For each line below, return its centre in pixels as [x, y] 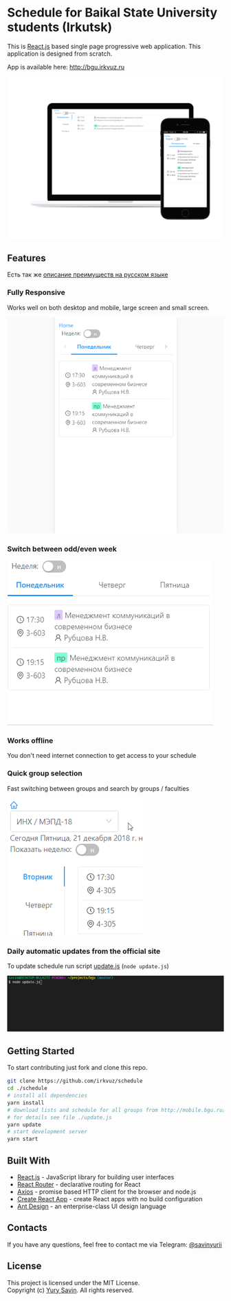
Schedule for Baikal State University [112, 13]
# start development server [47, 1132]
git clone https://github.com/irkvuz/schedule [75, 1081]
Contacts [27, 1228]
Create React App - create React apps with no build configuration [110, 1199]
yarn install [26, 1103]
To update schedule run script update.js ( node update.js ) [88, 966]
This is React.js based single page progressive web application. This [104, 46]
